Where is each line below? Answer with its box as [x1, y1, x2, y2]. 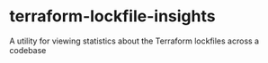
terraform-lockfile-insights [9, 6, 216, 27]
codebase [9, 44, 47, 55]
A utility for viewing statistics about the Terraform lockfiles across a [9, 35, 259, 46]
